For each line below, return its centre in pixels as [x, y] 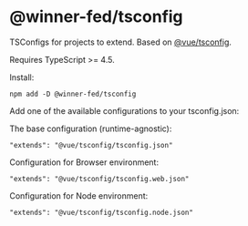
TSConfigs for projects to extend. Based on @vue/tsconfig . [121, 42]
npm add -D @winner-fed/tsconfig [73, 94]
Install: [22, 77]
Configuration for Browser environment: [84, 162]
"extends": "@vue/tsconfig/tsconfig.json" [91, 145]
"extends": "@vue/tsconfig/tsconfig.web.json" [99, 179]
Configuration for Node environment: [79, 195]
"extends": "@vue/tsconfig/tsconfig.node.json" [102, 212]
